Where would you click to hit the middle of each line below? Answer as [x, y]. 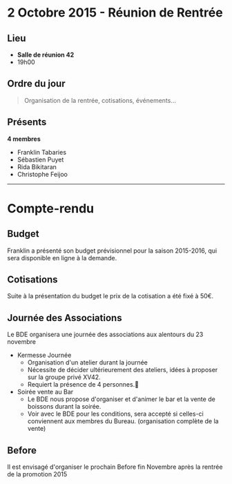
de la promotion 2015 [37, 474]
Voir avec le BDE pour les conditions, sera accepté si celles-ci [115, 414]
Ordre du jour [36, 84]
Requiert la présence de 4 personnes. [81, 385]
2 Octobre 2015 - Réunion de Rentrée [115, 13]
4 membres [24, 139]
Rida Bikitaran [37, 166]
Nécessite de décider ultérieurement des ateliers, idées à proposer [123, 370]
